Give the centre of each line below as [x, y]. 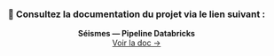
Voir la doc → [137, 43]
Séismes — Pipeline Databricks [137, 34]
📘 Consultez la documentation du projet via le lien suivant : [137, 14]
